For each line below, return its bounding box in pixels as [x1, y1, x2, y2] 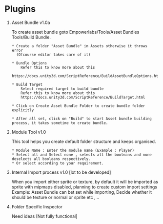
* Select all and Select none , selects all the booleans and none [11, 152, 152, 157]
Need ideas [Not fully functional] [11, 213, 78, 219]
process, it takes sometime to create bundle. [11, 121, 108, 125]
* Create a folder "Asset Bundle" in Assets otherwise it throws [11, 43, 147, 48]
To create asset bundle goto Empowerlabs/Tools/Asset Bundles [11, 29, 140, 35]
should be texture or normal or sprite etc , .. [11, 194, 100, 200]
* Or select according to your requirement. [11, 161, 104, 165]
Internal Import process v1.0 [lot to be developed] [11, 169, 111, 175]
